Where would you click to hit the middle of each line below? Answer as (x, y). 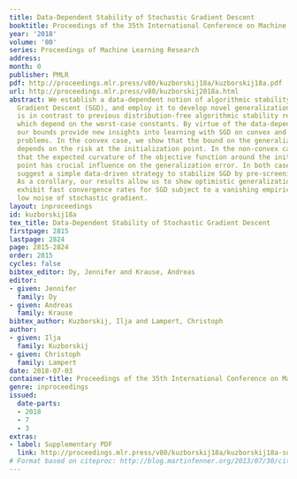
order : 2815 (31, 256)
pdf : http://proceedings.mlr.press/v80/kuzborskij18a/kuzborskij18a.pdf (146, 83)
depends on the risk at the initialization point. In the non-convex (148, 148)
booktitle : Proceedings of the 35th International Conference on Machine (148, 26)
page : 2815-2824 (39, 247)
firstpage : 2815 (39, 231)
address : (25, 58)
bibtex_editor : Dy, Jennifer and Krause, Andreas (103, 272)
